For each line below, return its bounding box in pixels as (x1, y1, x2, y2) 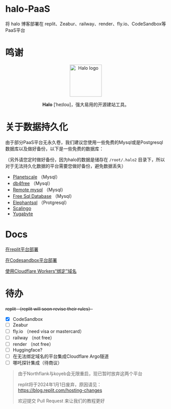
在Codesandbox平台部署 (5, 257, 57, 263)
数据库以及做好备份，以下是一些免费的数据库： (5, 146, 104, 152)
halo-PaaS (5, 3, 51, 15)
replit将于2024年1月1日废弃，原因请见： (17, 381, 102, 387)
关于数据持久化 (5, 121, 68, 133)
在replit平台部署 (5, 246, 39, 252)
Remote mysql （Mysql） (12, 187, 66, 193)
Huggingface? (12, 347, 43, 353)
